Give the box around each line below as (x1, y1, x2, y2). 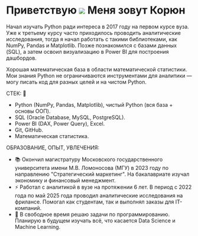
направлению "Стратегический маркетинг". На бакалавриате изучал (14, 171, 190, 178)
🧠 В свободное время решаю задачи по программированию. (14, 211, 170, 218)
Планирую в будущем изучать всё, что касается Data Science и (14, 217, 176, 224)
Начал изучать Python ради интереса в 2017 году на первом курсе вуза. (6, 23, 189, 30)
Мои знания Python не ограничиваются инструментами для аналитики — (6, 72, 192, 79)
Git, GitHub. (14, 126, 43, 133)
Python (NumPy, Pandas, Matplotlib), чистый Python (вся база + (14, 101, 173, 108)
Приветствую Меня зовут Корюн (6, 4, 186, 17)
